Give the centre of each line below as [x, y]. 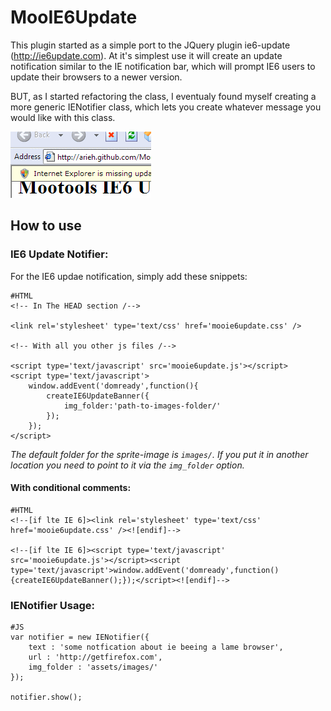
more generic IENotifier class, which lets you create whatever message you [166, 107]
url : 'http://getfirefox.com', [95, 657]
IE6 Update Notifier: [59, 254]
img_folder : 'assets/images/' [93, 667]
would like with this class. [63, 117]
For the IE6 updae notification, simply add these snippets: [129, 276]
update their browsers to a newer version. [96, 77]
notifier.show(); [46, 697]
